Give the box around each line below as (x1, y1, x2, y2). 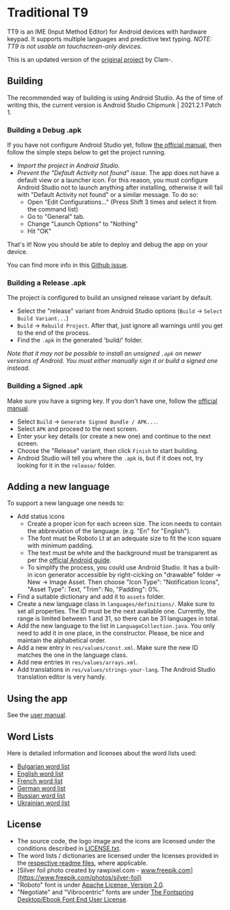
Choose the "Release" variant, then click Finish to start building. (16, 446, 199, 454)
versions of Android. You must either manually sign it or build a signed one (7, 357, 218, 365)
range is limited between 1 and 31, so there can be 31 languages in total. (16, 614, 220, 622)
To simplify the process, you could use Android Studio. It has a (27, 563, 204, 572)
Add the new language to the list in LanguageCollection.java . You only (16, 622, 216, 630)
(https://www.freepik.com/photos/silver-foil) (16, 873, 142, 881)
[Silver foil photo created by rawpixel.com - (16, 866, 140, 874)
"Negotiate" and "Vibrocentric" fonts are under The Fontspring (16, 887, 194, 896)
